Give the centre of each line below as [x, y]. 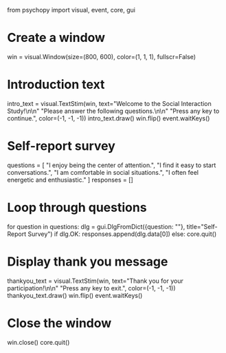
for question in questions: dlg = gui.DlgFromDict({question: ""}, [96, 226]
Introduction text [56, 85]
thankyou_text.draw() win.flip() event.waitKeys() [75, 295]
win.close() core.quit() [38, 342]
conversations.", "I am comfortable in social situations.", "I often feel [103, 172]
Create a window [56, 38]
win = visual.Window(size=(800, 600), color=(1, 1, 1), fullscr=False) [102, 56]
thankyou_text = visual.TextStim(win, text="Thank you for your [95, 281]
